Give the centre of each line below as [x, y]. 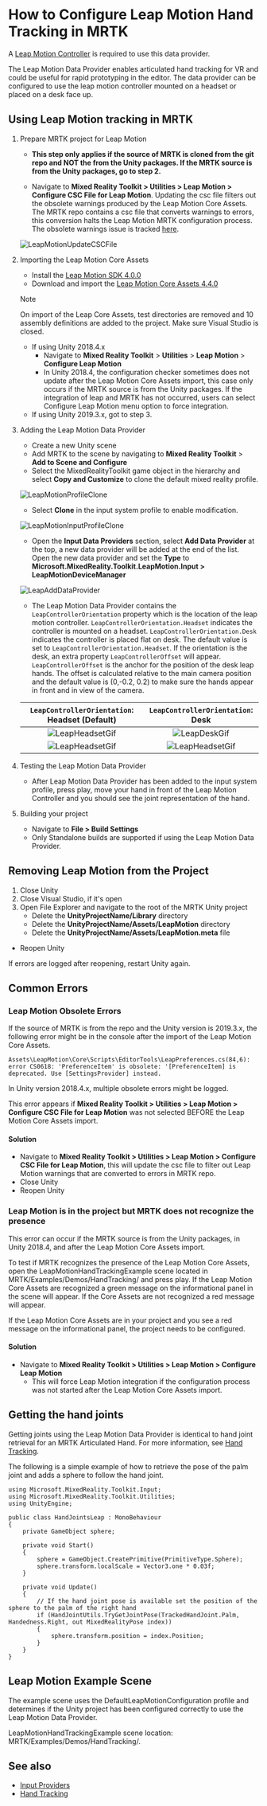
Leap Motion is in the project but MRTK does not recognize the [131, 1211]
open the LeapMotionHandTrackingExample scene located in [108, 1271]
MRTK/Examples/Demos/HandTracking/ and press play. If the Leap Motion [130, 1279]
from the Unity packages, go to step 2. [96, 171]
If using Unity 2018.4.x [68, 346]
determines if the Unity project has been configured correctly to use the [126, 1709]
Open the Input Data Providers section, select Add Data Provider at [143, 541]
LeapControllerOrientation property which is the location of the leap [145, 614]
